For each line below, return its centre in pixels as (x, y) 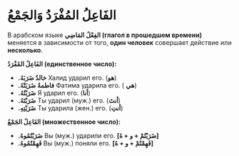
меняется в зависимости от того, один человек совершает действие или (119, 42)
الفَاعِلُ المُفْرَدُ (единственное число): (62, 63)
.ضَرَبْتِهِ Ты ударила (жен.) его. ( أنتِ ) (70, 108)
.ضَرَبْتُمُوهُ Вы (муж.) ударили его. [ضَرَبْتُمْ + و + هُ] (88, 135)
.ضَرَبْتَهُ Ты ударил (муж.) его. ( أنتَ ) (69, 100)
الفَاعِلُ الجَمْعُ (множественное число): (64, 122)
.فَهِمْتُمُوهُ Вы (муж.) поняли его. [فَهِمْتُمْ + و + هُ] (85, 143)
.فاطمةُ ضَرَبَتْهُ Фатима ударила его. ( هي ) (77, 85)
